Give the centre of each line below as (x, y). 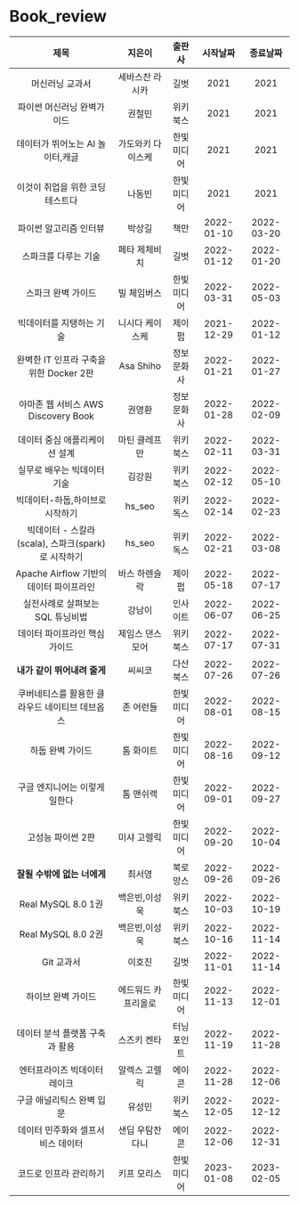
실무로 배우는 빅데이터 (61, 469)
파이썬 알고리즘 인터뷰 (61, 228)
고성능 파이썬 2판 (61, 837)
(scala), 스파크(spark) (61, 543)
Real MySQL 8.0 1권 (61, 904)
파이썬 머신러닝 (48, 107)
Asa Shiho (140, 365)
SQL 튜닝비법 (61, 616)
